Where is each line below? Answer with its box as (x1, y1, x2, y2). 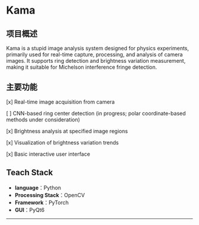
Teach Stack (6, 168, 53, 178)
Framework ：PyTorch (14, 199, 69, 206)
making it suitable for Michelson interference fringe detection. (6, 63, 157, 70)
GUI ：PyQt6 (14, 206, 45, 213)
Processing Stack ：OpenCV (14, 191, 85, 198)
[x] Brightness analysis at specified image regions (6, 127, 129, 134)
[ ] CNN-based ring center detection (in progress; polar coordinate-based (6, 110, 186, 117)
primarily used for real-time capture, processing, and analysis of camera (6, 51, 183, 58)
